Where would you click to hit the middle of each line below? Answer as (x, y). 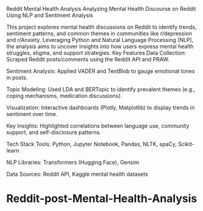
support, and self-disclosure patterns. (54, 132)
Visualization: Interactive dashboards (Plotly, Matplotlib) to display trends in (101, 108)
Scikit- (186, 144)
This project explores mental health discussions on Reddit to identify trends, (101, 27)
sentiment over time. (32, 114)
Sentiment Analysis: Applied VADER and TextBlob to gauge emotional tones (101, 71)
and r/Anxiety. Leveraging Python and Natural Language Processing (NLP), (100, 40)
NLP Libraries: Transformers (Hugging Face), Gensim (73, 162)
